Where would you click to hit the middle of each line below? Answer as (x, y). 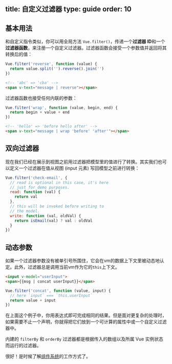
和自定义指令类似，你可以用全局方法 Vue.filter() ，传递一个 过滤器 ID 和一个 (85, 41)
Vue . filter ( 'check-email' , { (36, 178)
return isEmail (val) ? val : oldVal (54, 221)
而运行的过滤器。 (23, 346)
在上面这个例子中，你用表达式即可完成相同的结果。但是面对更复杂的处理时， (86, 315)
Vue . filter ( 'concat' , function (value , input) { (58, 291)
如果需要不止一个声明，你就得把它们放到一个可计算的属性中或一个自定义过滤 (86, 322)
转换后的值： (19, 54)
